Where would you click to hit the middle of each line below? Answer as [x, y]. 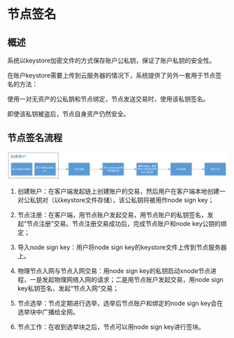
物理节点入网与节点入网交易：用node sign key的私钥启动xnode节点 [114, 271]
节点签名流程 [35, 138]
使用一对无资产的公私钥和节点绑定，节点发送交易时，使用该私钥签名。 [108, 99]
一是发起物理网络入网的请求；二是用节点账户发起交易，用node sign [126, 280]
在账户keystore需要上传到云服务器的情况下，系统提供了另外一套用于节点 [111, 75]
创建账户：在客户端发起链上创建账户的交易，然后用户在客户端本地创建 [118, 191]
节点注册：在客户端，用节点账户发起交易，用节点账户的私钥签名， [112, 215]
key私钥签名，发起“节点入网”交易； [68, 288]
